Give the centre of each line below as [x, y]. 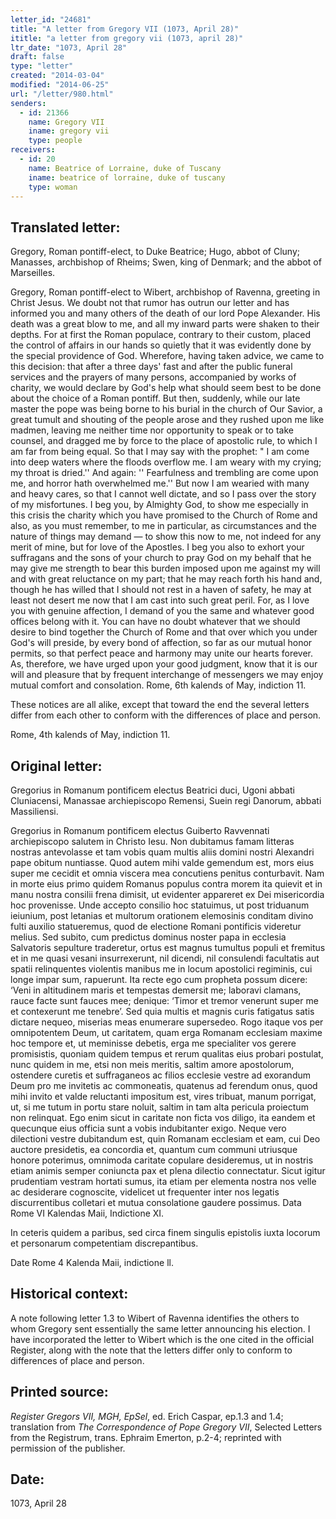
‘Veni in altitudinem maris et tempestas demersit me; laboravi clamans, [156, 990]
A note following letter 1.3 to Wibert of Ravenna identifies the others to [155, 1318]
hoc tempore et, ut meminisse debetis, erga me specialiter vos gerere [153, 1043]
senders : [28, 103]
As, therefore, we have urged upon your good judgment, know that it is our [164, 664]
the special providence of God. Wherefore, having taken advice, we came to [167, 356]
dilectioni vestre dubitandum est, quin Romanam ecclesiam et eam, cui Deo [165, 1139]
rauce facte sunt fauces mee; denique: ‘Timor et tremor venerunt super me [164, 1000]
